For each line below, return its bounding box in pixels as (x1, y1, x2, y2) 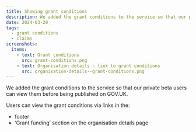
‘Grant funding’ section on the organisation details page (14, 119, 149, 126)
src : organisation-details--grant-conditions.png (21, 68, 145, 74)
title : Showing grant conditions (6, 8, 87, 15)
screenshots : (6, 41, 38, 47)
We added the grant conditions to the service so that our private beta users (6, 84, 187, 91)
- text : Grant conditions (16, 52, 80, 58)
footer (14, 113, 30, 120)
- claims (11, 36, 33, 41)
